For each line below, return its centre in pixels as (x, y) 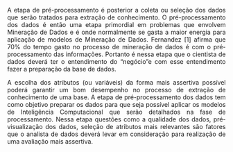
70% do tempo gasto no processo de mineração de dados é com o (109, 47)
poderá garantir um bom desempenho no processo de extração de (116, 90)
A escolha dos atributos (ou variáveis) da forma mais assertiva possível (116, 82)
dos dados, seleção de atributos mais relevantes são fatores (135, 127)
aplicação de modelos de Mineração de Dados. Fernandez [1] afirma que (116, 40)
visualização (25, 127)
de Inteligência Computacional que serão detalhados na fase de (116, 112)
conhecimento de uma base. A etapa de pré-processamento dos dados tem (116, 97)
